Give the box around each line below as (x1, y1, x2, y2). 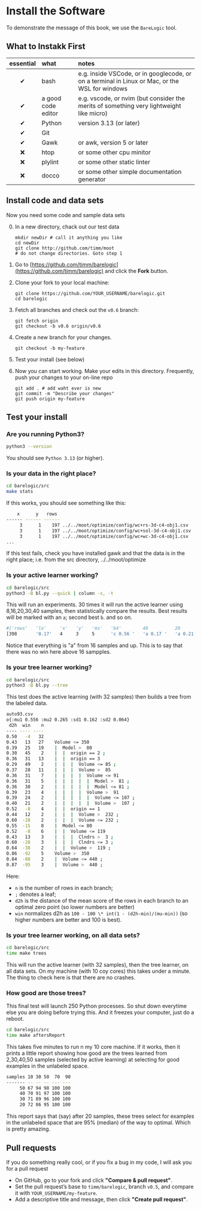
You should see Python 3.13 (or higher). (6, 455, 105, 462)
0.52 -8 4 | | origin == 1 (6, 806, 100, 812)
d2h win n (8, 723, 44, 729)
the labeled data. (6, 700, 48, 707)
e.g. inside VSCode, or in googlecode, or (78, 69, 192, 77)
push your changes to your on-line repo (14, 374, 113, 381)
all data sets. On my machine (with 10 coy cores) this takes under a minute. (6, 967, 191, 975)
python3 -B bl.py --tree (6, 682, 68, 688)
